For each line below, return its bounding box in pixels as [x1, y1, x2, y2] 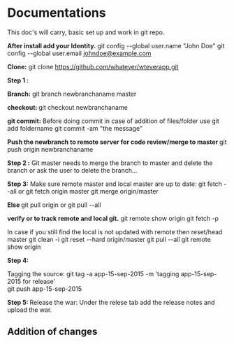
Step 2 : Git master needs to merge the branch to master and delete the [7, 159, 213, 167]
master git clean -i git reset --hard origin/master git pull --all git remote [7, 235, 211, 243]
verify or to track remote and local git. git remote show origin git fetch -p [7, 214, 219, 222]
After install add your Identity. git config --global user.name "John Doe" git [7, 41, 225, 50]
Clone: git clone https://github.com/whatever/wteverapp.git [7, 62, 179, 71]
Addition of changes [7, 326, 98, 338]
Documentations [7, 5, 106, 21]
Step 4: [7, 256, 29, 264]
